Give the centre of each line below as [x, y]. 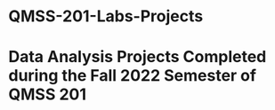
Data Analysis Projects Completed [137, 57]
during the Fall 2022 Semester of [133, 76]
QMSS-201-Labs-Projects [106, 16]
